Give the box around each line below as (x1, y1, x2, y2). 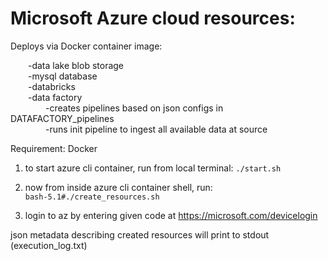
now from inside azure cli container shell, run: (24, 181, 213, 193)
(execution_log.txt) (10, 239, 88, 251)
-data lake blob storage (28, 59, 125, 71)
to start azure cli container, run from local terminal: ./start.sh (24, 162, 282, 174)
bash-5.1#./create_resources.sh (24, 192, 160, 202)
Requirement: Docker (10, 142, 98, 154)
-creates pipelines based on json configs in (45, 102, 224, 114)
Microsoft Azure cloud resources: (10, 7, 296, 30)
